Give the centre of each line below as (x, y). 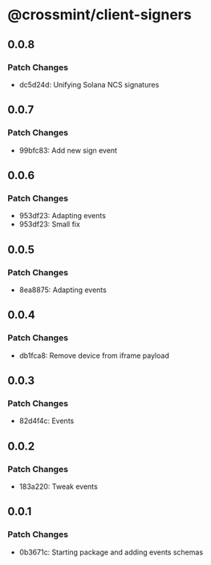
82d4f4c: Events (47, 421)
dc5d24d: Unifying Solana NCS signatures (89, 84)
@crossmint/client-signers (99, 15)
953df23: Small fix (50, 224)
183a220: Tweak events (58, 486)
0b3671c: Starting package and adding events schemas (111, 552)
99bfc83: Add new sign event (68, 150)
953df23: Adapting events (62, 216)
